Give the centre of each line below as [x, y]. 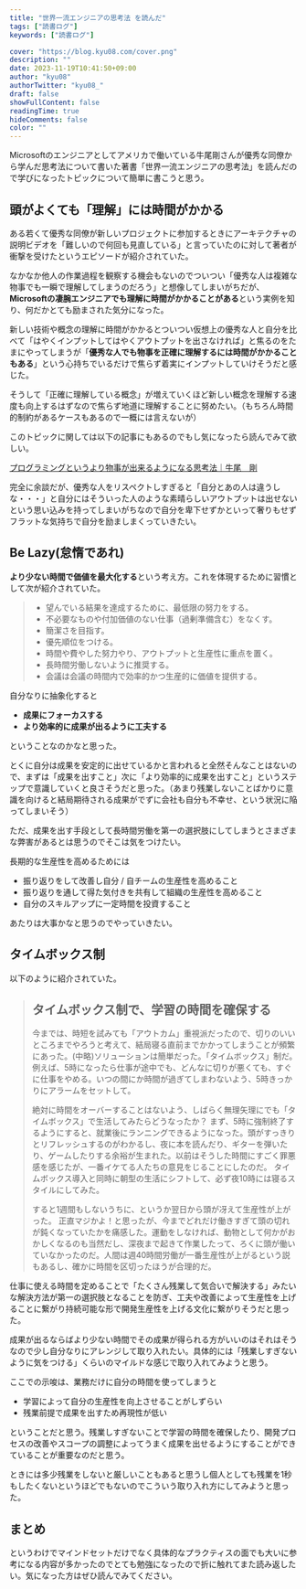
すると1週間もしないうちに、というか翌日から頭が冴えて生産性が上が [161, 1210]
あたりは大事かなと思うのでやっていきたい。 [94, 922]
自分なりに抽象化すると [53, 695]
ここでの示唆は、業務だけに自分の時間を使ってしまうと [113, 1382]
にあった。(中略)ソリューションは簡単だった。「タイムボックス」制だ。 [164, 1056]
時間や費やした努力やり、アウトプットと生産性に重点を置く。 [162, 653]
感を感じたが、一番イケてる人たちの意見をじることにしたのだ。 [152, 1168]
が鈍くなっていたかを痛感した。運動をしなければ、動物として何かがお [164, 1232]
